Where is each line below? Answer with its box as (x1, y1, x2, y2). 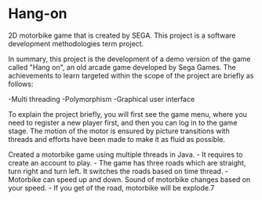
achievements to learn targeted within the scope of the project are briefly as (8, 71, 254, 80)
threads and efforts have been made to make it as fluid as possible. (8, 134, 226, 144)
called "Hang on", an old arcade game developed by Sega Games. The (8, 62, 237, 71)
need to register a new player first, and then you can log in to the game (8, 118, 238, 127)
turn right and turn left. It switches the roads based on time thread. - (8, 166, 229, 176)
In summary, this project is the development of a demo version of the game (8, 54, 251, 64)
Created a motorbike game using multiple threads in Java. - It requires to (8, 150, 243, 159)
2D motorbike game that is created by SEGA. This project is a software (8, 31, 236, 40)
